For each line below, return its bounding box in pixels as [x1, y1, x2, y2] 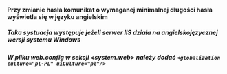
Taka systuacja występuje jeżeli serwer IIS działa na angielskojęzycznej [7, 28, 218, 37]
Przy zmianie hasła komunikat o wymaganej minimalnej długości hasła [7, 5, 213, 14]
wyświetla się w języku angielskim [7, 12, 108, 21]
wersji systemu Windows [7, 36, 81, 44]
